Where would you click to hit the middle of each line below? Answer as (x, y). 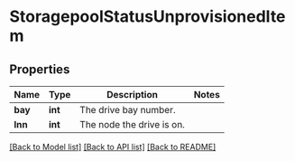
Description (132, 95)
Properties (40, 69)
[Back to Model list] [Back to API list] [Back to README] (113, 147)
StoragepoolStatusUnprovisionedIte (147, 17)
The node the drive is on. (132, 124)
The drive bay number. (128, 110)
